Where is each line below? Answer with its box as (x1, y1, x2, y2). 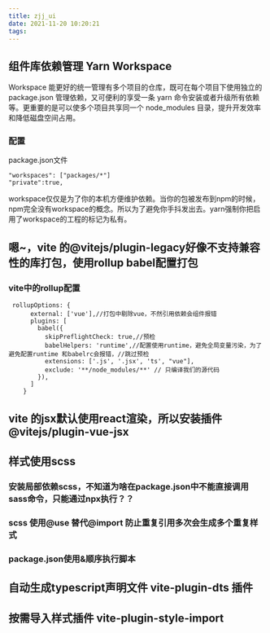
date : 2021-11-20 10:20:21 (8, 20, 100, 28)
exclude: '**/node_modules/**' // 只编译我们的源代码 (44, 366, 220, 375)
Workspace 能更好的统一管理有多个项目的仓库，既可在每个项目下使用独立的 (8, 82, 263, 92)
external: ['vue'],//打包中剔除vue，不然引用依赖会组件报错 (29, 310, 217, 319)
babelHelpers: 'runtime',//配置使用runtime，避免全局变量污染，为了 (44, 341, 263, 350)
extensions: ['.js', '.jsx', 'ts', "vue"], (44, 358, 195, 366)
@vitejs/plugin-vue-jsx (8, 424, 129, 438)
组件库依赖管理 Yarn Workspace (8, 59, 172, 73)
